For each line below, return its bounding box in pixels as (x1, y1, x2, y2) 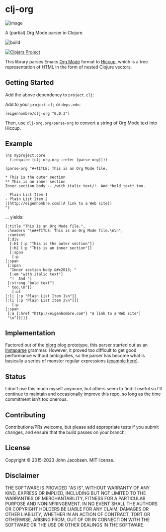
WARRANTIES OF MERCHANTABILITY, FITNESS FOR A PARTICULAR (5, 495, 146, 501)
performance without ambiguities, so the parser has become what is (5, 353, 145, 359)
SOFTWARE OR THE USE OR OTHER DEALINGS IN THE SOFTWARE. (5, 522, 145, 528)
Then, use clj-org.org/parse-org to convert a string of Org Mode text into (5, 120, 158, 126)
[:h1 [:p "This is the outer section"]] (9, 241, 94, 246)
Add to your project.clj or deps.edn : (5, 101, 81, 107)
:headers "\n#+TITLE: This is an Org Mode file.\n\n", (7, 228, 123, 233)
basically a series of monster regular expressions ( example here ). (5, 358, 139, 364)
